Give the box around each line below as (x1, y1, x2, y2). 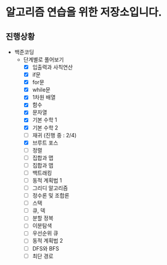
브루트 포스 (32, 139, 58, 146)
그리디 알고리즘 (32, 184, 68, 192)
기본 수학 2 (32, 124, 58, 131)
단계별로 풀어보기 (23, 56, 64, 63)
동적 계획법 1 (32, 176, 62, 184)
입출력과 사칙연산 (32, 64, 73, 70)
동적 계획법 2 (32, 237, 64, 245)
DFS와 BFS (32, 245, 59, 252)
